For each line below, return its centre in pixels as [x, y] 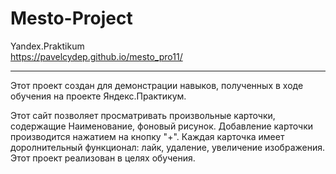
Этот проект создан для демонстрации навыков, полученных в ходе [157, 85]
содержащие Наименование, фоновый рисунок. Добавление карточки [162, 126]
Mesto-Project [71, 18]
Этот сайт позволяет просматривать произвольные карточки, [143, 115]
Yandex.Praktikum [47, 46]
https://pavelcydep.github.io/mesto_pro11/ [96, 56]
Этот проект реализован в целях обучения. [103, 158]
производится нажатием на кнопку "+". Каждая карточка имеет [147, 136]
